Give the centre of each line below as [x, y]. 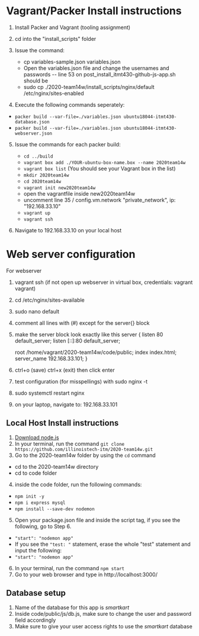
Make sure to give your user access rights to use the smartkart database [103, 626]
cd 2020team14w [42, 181]
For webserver [24, 270]
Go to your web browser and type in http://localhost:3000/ [86, 574]
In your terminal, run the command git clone [70, 443]
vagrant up [37, 213]
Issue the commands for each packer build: [68, 144]
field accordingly [35, 620]
